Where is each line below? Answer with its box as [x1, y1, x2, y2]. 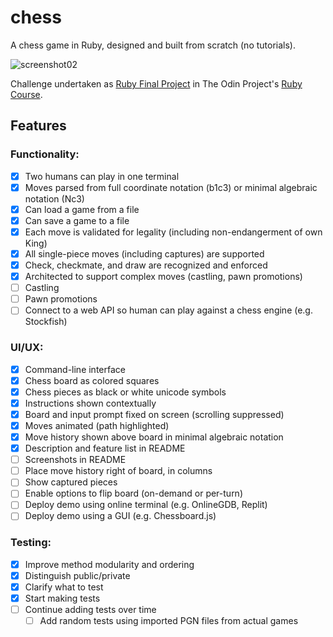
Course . [10, 88, 43, 100]
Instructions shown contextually [24, 397, 157, 409]
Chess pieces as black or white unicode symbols [24, 386, 227, 398]
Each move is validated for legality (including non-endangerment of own [24, 226, 323, 238]
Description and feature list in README [24, 442, 186, 455]
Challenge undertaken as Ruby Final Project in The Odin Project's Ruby [10, 77, 303, 90]
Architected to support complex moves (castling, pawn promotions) [24, 271, 303, 283]
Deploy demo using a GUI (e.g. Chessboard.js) [24, 510, 217, 522]
